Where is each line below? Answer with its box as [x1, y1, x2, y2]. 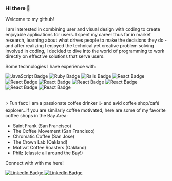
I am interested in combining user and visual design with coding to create [5, 26, 160, 32]
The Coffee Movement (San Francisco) [12, 128, 95, 134]
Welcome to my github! [5, 16, 54, 23]
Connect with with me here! [5, 160, 64, 166]
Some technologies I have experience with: [5, 64, 97, 70]
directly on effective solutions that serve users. [5, 53, 105, 59]
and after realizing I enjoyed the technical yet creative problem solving [5, 43, 154, 49]
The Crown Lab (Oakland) [12, 139, 68, 145]
